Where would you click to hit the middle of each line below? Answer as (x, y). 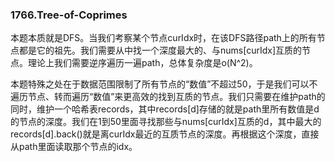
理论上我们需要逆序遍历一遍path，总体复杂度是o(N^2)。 (142, 63)
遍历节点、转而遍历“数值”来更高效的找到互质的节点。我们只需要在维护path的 (168, 97)
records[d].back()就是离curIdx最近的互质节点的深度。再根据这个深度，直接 (165, 134)
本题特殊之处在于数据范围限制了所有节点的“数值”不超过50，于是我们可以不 (164, 84)
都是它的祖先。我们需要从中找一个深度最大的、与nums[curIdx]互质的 (160, 50)
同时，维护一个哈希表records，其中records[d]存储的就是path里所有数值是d (165, 109)
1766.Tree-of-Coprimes (69, 15)
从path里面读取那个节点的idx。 (74, 147)
